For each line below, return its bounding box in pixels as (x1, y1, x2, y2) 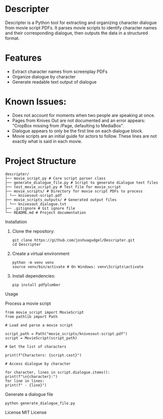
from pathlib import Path (5, 314, 58, 319)
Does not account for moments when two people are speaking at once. (12, 112, 155, 118)
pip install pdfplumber (12, 282, 61, 287)
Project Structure (5, 156, 77, 166)
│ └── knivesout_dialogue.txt (5, 202, 67, 207)
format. (5, 35, 20, 41)
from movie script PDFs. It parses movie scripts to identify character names (5, 24, 157, 30)
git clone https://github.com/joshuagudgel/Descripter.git (12, 237, 135, 243)
